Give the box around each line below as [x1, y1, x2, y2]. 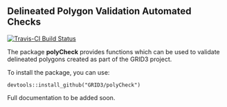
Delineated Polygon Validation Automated [7, 5, 192, 17]
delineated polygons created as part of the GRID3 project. [7, 55, 172, 63]
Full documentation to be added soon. [7, 93, 116, 102]
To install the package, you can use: [7, 68, 110, 76]
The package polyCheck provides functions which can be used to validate [7, 47, 220, 56]
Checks [7, 16, 42, 28]
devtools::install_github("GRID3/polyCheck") [7, 82, 140, 88]
